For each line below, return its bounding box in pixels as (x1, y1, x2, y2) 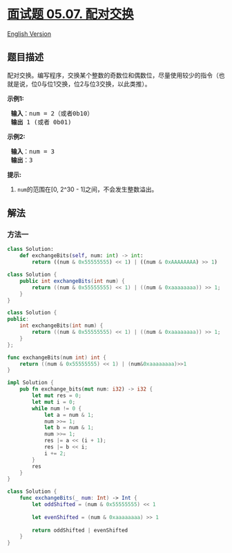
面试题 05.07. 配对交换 (7, 6, 135, 22)
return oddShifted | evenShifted (32, 527, 128, 534)
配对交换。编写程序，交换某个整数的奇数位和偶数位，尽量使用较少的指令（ (7, 71, 219, 79)
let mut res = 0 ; (32, 392, 81, 400)
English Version (7, 29, 52, 38)
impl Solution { (7, 379, 54, 386)
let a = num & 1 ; (43, 411, 95, 418)
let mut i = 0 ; (32, 398, 76, 405)
